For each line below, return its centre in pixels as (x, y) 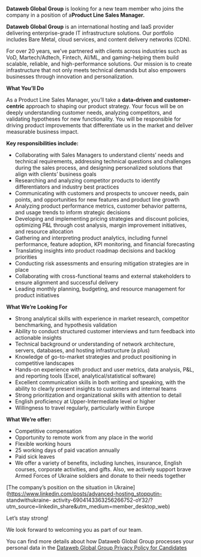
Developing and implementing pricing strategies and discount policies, (102, 219)
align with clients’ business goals (56, 174)
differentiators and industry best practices (67, 187)
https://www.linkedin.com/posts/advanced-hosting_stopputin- (85, 494)
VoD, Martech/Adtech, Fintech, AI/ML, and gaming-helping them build (92, 57)
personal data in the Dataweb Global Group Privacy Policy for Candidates (97, 548)
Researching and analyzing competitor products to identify (87, 180)
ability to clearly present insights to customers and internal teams (96, 389)
